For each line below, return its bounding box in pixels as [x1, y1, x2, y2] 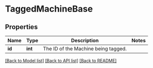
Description [71, 37, 99, 44]
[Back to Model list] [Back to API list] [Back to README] [5, 58, 117, 64]
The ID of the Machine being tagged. [43, 45, 127, 52]
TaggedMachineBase [5, 3, 93, 15]
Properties [5, 23, 38, 31]
